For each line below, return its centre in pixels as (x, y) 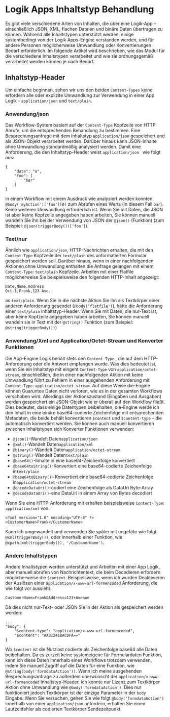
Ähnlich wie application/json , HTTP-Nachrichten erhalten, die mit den (79, 250)
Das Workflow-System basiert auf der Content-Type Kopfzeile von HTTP (80, 125)
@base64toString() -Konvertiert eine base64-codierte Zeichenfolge (82, 466)
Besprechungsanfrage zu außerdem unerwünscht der (61, 676)
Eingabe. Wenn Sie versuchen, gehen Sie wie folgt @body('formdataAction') (84, 698)
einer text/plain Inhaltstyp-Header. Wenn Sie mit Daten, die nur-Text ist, (81, 311)
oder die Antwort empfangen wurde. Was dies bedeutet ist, (95, 364)
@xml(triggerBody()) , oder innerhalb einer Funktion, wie (64, 537)
